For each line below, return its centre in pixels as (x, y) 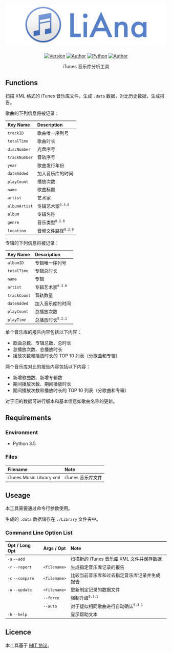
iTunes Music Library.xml (34, 477)
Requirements (28, 417)
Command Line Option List (39, 533)
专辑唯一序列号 (51, 262)
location (17, 231)
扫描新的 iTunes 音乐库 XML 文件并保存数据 (116, 559)
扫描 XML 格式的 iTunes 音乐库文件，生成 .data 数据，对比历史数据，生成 (83, 96)
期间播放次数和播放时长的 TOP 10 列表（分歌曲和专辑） (71, 391)
